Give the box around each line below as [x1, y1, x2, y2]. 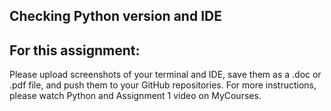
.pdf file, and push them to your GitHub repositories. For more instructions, [9, 79, 317, 91]
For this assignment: [9, 42, 141, 59]
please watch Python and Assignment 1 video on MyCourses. [9, 90, 262, 102]
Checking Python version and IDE [9, 8, 222, 25]
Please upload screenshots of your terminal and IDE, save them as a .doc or [9, 69, 322, 81]
